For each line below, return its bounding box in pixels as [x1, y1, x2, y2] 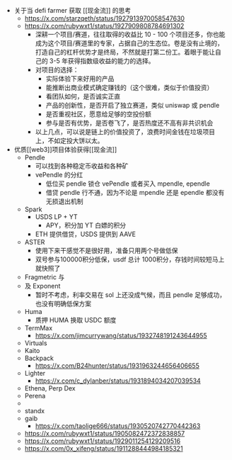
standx [24, 407, 45, 415]
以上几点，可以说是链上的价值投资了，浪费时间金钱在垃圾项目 [35, 128, 216, 136]
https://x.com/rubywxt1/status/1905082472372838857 [24, 430, 185, 437]
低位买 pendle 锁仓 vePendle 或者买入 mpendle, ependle [45, 179, 210, 188]
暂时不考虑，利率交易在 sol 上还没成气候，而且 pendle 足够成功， [35, 291, 226, 299]
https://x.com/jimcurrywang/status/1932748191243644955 [35, 332, 207, 340]
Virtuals [24, 339, 47, 347]
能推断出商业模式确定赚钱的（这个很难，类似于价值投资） [45, 84, 214, 91]
